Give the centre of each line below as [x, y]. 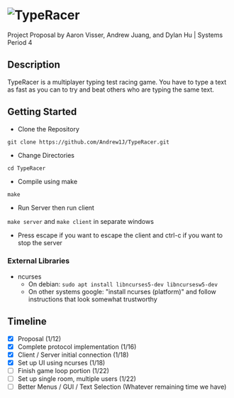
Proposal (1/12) [39, 338]
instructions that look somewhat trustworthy [93, 299]
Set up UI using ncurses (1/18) [61, 362]
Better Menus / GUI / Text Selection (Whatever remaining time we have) [122, 387]
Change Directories [46, 155]
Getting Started [42, 112]
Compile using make [48, 181]
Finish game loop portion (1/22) [63, 370]
